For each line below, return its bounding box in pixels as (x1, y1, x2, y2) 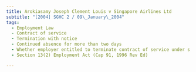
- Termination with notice (11, 36, 77, 42)
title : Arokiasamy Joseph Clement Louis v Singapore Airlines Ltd (6, 8, 172, 15)
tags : (6, 19, 19, 25)
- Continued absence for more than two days (11, 42, 122, 47)
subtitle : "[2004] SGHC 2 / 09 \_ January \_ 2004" (6, 14, 125, 20)
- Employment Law (11, 25, 54, 31)
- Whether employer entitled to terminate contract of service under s (11, 47, 191, 53)
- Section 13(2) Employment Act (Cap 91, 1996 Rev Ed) (11, 52, 148, 58)
